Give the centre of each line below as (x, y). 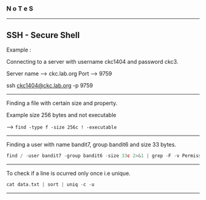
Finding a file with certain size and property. (62, 103)
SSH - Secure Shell (43, 35)
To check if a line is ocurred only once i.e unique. (68, 173)
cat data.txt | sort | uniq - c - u (51, 184)
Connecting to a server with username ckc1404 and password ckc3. (93, 62)
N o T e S (20, 9)
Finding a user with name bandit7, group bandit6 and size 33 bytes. (91, 145)
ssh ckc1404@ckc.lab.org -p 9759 (50, 86)
